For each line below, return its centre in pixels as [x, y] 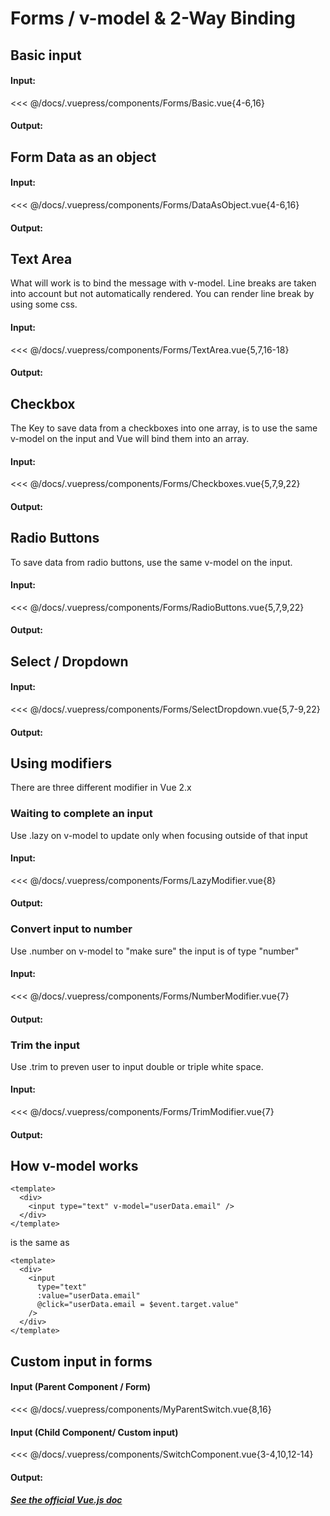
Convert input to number [71, 929]
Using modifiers [61, 763]
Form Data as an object [83, 157]
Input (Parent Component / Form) [81, 1387]
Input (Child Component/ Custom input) [94, 1432]
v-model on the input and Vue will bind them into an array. [130, 438]
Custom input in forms [81, 1361]
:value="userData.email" [88, 1296]
